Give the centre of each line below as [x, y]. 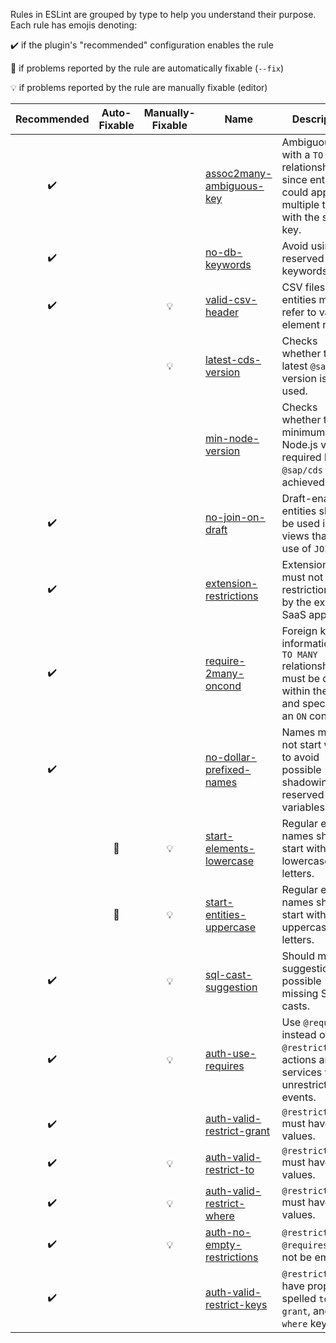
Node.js [299, 444]
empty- [223, 1244]
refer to [299, 312]
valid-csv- [231, 299]
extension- [231, 583]
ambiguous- [234, 186]
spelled [299, 1298]
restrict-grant [237, 1131]
